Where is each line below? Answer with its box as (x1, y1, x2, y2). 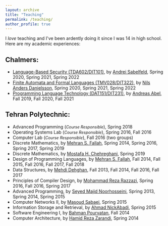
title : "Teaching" (5, 12, 44, 17)
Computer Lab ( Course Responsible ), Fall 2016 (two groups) (12, 134, 134, 141)
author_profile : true (5, 21, 51, 27)
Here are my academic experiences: (5, 41, 81, 47)
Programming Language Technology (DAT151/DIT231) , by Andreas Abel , (12, 91, 162, 97)
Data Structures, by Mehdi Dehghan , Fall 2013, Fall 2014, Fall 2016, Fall (12, 166, 159, 172)
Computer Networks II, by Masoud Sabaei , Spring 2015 (12, 199, 127, 205)
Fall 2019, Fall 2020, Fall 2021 (12, 96, 74, 102)
